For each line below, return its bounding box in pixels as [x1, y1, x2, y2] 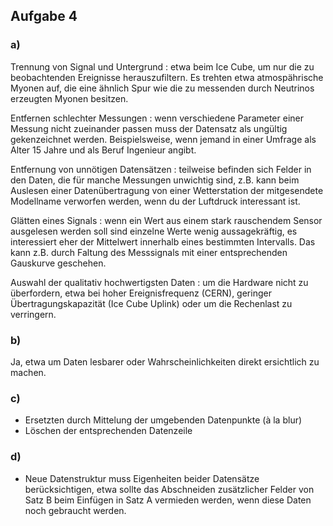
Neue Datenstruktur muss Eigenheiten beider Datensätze [24, 472, 260, 484]
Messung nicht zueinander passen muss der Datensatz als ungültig [10, 122, 288, 134]
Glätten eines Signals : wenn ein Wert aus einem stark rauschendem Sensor [10, 214, 323, 226]
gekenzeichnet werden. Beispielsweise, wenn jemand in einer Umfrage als [10, 133, 317, 145]
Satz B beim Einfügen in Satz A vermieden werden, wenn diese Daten [24, 494, 312, 506]
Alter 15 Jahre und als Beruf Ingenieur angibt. [10, 144, 197, 156]
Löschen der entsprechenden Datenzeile [24, 425, 193, 437]
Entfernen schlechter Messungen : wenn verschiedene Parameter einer [10, 112, 304, 124]
